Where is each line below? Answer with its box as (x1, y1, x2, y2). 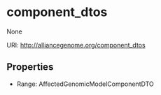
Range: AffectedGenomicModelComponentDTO (16, 80, 155, 88)
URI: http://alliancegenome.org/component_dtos (6, 41, 146, 49)
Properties (6, 61, 54, 73)
